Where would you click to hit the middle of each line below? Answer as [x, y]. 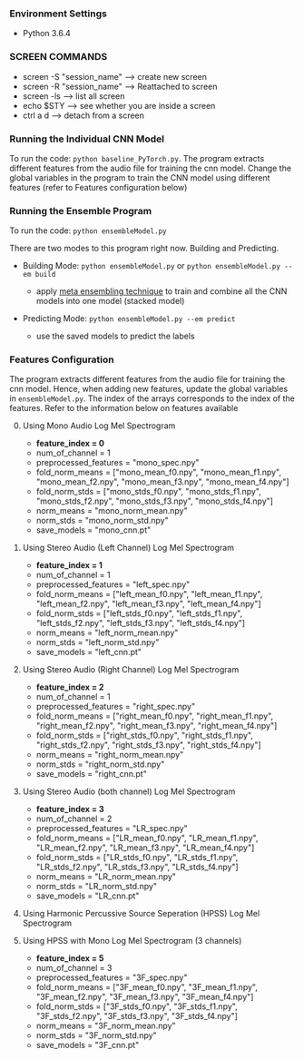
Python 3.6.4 [46, 34]
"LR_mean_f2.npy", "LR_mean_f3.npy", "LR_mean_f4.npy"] [145, 848]
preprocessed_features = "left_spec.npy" [113, 584]
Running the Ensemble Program [81, 211]
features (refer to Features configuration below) [98, 187]
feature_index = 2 [70, 687]
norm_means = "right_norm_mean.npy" [110, 755]
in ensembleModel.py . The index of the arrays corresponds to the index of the [152, 398]
